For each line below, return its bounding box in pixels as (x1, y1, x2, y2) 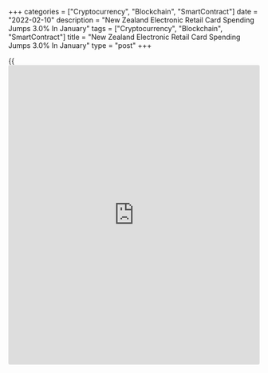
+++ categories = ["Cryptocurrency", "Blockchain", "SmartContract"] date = (8, 7, 258, 16)
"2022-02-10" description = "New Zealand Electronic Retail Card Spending (8, 15, 255, 25)
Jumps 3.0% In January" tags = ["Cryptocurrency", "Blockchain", (8, 24, 223, 33)
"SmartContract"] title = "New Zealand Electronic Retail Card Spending (8, 32, 241, 42)
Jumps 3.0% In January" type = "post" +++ (8, 41, 152, 50)
